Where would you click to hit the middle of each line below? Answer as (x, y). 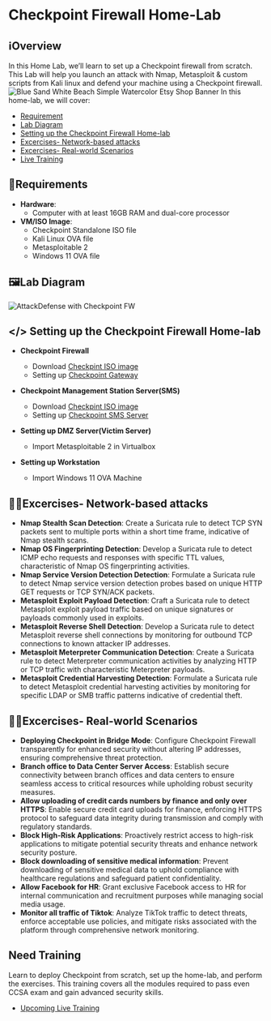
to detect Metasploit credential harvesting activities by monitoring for (135, 687)
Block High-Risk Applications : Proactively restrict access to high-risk (137, 835)
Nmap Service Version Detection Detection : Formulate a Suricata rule (138, 575)
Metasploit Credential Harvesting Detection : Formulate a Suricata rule (139, 678)
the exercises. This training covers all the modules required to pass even (129, 984)
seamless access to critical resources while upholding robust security (136, 783)
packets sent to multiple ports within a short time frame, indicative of (135, 532)
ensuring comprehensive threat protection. (91, 758)
